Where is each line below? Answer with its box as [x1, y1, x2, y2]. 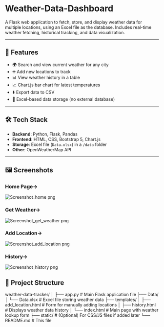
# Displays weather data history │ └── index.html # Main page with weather [5, 307, 159, 313]
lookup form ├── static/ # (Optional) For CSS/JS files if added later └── [5, 312, 150, 318]
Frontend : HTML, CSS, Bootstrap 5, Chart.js [12, 136, 101, 142]
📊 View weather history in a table [12, 74, 80, 80]
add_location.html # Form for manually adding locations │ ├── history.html [5, 302, 156, 307]
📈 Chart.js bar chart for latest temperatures [12, 82, 101, 88]
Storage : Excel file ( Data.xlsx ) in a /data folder [12, 141, 107, 147]
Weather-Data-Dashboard [5, 3, 114, 14]
